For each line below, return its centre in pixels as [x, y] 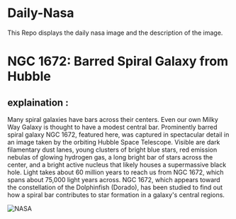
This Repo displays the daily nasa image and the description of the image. [115, 33]
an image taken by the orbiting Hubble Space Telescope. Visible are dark [114, 142]
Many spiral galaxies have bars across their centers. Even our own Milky [113, 119]
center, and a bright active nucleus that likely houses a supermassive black [117, 164]
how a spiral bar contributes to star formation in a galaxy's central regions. [116, 195]
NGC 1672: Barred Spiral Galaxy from [118, 61]
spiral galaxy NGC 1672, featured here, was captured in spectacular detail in [118, 134]
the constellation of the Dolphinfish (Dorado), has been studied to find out [115, 187]
